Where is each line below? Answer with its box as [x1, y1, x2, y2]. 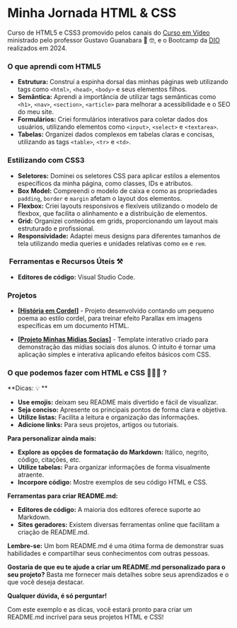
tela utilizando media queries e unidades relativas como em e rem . [17, 239, 207, 248]
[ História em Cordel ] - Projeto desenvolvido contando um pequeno [17, 306, 214, 315]
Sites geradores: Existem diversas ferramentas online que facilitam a [17, 521, 220, 529]
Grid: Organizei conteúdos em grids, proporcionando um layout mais [17, 216, 219, 225]
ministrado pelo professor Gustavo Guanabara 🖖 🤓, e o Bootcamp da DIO [7, 35, 221, 44]
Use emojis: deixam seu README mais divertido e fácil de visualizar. [17, 398, 218, 407]
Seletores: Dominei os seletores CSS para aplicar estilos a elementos [17, 171, 221, 180]
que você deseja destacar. [7, 578, 85, 586]
